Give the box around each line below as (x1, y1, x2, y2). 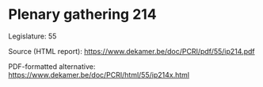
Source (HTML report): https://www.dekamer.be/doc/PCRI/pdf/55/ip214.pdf (8, 46, 255, 56)
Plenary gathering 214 (8, 5, 157, 24)
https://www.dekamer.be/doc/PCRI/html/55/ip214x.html (8, 70, 190, 79)
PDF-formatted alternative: (8, 61, 96, 71)
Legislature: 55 (8, 31, 57, 41)
